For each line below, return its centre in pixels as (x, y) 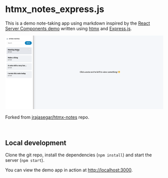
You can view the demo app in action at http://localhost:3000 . (69, 170)
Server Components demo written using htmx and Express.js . (68, 28)
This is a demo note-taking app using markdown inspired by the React (78, 23)
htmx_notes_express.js (55, 9)
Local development (36, 143)
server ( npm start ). (25, 160)
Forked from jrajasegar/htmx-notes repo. (47, 117)
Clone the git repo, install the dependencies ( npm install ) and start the (78, 155)
